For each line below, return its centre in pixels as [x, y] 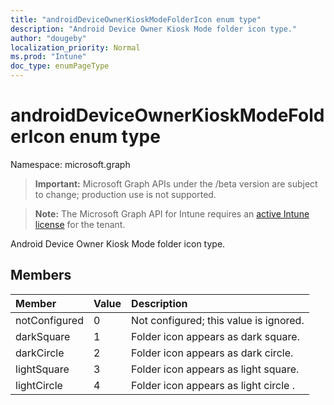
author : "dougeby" [48, 38]
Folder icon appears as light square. [215, 369]
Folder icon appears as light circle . [213, 385]
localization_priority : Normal [75, 47]
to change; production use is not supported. [125, 194]
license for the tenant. [80, 224]
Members [41, 275]
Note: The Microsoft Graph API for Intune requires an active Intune [172, 213]
